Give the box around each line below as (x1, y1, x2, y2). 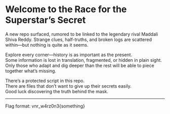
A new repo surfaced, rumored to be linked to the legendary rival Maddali (5, 31, 158, 37)
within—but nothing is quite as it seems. (5, 42, 89, 48)
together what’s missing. (5, 67, 57, 74)
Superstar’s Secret (5, 14, 86, 26)
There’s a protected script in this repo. (5, 78, 85, 84)
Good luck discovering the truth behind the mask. (5, 88, 109, 94)
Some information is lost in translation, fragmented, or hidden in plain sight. (5, 57, 162, 63)
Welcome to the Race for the (5, 4, 127, 15)
